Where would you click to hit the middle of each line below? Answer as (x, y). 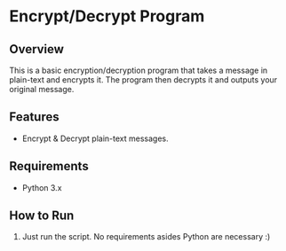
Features (34, 117)
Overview (37, 49)
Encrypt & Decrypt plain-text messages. (95, 138)
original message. (42, 89)
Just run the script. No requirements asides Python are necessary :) (146, 237)
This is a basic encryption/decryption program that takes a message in (139, 70)
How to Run (42, 216)
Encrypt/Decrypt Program (107, 16)
